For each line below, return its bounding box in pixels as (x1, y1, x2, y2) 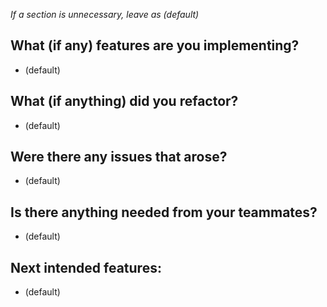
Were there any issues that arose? (10, 149, 228, 166)
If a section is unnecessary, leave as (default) (10, 9, 200, 20)
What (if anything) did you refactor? (10, 93, 239, 110)
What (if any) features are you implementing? (10, 37, 300, 54)
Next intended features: (10, 259, 162, 276)
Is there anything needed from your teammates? (10, 204, 318, 221)
